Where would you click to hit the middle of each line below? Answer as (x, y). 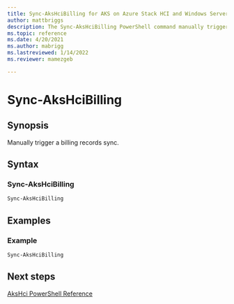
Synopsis (28, 125)
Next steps (31, 277)
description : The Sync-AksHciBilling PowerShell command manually (106, 27)
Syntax (23, 165)
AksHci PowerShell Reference (50, 294)
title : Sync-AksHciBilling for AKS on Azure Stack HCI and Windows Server (118, 14)
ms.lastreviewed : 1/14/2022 (48, 53)
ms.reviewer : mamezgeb (40, 59)
